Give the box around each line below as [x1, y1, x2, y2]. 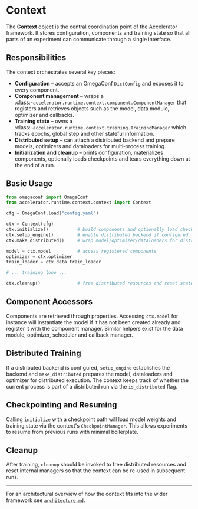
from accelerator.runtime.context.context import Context [6, 200, 151, 205]
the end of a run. [14, 161, 55, 168]
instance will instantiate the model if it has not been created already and [6, 318, 181, 325]
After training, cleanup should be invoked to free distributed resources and [6, 461, 187, 468]
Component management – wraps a [14, 92, 104, 99]
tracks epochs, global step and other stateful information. [14, 130, 154, 137]
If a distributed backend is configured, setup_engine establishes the [6, 364, 170, 371]
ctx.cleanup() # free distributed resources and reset [6, 280, 178, 286]
